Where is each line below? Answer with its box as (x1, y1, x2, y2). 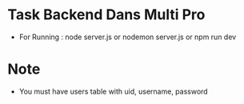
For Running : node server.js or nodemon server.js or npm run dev (18, 32, 237, 42)
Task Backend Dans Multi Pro (7, 6, 206, 24)
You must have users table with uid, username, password (18, 86, 209, 96)
